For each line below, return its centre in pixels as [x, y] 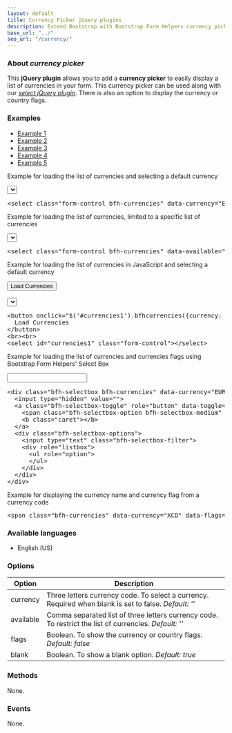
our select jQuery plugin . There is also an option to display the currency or [113, 93]
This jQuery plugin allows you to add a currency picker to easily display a [113, 78]
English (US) [35, 548]
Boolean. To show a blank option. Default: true [121, 655]
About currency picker [46, 63]
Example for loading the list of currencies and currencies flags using [104, 356]
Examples [24, 118]
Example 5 [32, 162]
